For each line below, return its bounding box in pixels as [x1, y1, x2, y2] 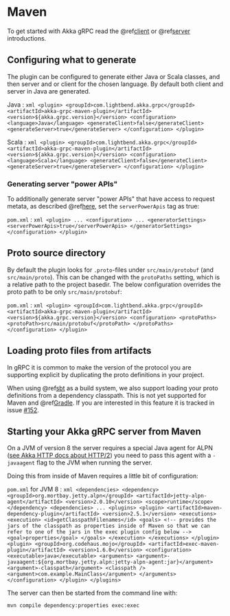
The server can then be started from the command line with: [7, 589, 178, 597]
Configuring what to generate [7, 54, 137, 66]
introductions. [7, 34, 47, 42]
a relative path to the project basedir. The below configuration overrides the [7, 280, 221, 288]
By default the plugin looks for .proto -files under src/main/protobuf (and [7, 266, 214, 274]
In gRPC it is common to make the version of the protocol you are [7, 363, 192, 372]
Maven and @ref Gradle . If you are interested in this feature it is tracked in [7, 399, 215, 407]
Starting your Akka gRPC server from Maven [7, 426, 201, 438]
